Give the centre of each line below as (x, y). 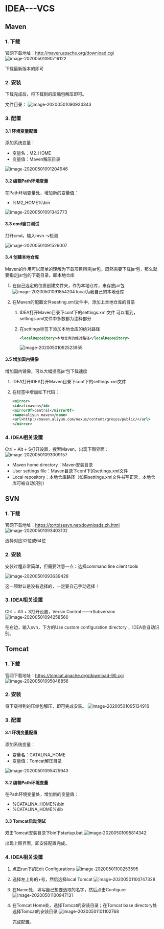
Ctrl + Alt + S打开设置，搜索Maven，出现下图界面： (57, 449)
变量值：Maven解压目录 (36, 159)
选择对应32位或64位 (25, 541)
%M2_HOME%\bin (31, 202)
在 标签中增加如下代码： (36, 392)
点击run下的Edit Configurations (43, 869)
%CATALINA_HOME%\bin (38, 804)
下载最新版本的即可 (24, 69)
